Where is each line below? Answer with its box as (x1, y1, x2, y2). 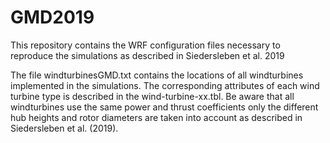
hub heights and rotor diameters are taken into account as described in (10, 111, 303, 123)
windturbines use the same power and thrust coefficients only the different (10, 101, 319, 113)
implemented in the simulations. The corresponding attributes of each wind (10, 79, 320, 91)
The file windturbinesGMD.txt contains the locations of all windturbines (10, 69, 304, 81)
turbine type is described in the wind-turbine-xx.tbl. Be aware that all (10, 90, 295, 102)
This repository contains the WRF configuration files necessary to (10, 39, 281, 51)
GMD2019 (10, 6, 95, 29)
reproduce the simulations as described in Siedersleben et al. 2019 (10, 49, 285, 61)
